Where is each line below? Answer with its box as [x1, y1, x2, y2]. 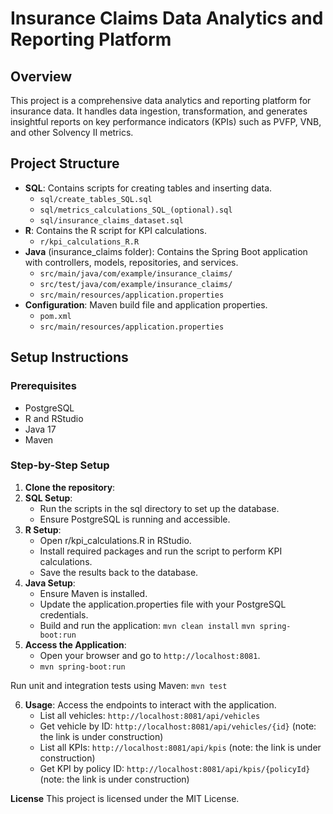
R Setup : [24, 523, 62, 536]
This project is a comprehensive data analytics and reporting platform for [10, 95, 312, 106]
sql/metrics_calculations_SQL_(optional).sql [39, 205, 233, 215]
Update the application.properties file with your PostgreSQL [39, 598, 287, 610]
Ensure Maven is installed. [39, 587, 148, 599]
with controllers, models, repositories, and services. [24, 256, 239, 268]
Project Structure [10, 155, 120, 172]
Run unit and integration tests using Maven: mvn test [10, 679, 228, 691]
